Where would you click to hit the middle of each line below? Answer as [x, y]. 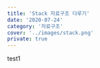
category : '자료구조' [35, 26]
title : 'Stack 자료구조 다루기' [49, 13]
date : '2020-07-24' [35, 20]
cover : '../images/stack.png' [51, 33]
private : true [28, 39]
